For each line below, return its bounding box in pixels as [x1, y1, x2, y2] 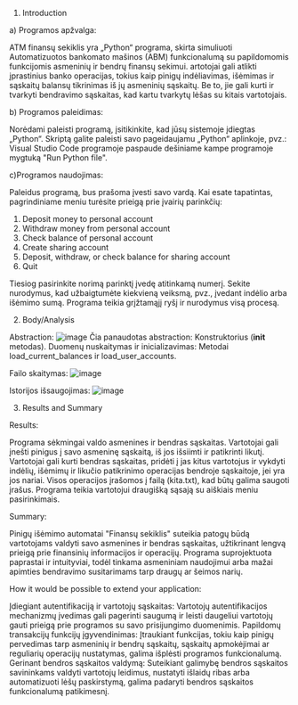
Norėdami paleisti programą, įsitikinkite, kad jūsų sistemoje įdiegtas [9, 124, 256, 135]
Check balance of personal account [21, 233, 154, 243]
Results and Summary [21, 403, 103, 413]
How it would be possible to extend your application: [9, 584, 202, 594]
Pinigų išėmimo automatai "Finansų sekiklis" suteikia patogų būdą [9, 529, 251, 538]
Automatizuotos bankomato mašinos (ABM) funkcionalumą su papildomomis [9, 52, 289, 61]
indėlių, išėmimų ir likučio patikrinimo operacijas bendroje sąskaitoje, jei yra [9, 465, 286, 476]
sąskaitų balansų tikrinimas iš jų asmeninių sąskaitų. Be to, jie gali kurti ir [9, 80, 274, 90]
